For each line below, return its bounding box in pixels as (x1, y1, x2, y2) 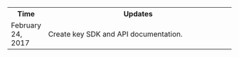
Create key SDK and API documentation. (48, 30, 183, 39)
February (11, 20, 41, 30)
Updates (123, 9, 153, 18)
